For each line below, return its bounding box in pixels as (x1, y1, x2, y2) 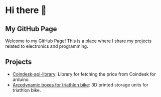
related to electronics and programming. (5, 43, 89, 49)
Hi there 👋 (5, 5, 47, 16)
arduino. (12, 76, 30, 82)
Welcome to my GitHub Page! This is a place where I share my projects (5, 38, 152, 44)
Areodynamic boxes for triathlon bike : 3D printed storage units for (12, 81, 149, 87)
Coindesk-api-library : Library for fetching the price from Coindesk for (12, 71, 156, 77)
